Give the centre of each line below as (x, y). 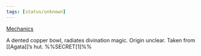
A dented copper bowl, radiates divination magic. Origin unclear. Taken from (101, 40)
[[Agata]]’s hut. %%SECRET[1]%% (49, 46)
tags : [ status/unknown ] (36, 12)
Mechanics (20, 29)
